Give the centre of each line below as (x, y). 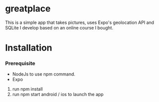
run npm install (27, 89)
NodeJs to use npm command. (44, 74)
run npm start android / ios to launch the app (58, 95)
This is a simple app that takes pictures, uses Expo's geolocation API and (80, 22)
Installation (29, 48)
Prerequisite (20, 64)
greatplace (28, 9)
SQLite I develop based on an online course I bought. (59, 27)
